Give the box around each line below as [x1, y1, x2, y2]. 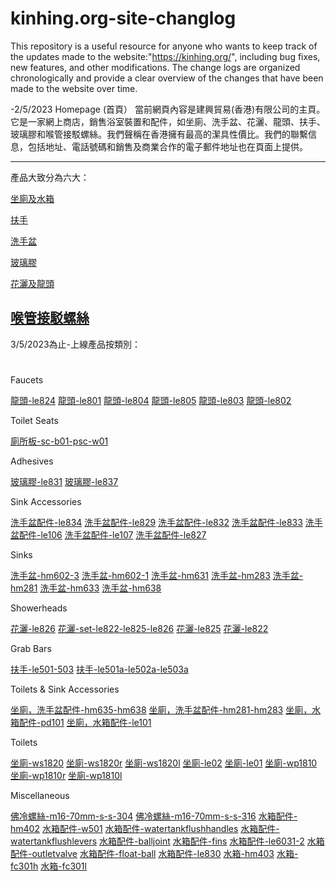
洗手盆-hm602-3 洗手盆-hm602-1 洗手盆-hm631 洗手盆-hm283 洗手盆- [10, 569, 304, 581]
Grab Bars [10, 642, 52, 654]
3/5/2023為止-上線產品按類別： [10, 338, 142, 350]
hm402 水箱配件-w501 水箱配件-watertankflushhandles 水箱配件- [10, 822, 280, 834]
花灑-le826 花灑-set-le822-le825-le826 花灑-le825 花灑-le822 [10, 622, 269, 634]
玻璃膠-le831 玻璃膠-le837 [10, 475, 119, 487]
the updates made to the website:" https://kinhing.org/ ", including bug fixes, [10, 50, 321, 62]
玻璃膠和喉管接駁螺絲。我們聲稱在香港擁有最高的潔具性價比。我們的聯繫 [10, 128, 308, 140]
